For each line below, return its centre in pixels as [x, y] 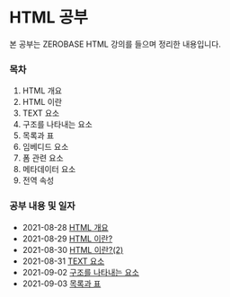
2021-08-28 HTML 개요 [66, 227]
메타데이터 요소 [49, 170]
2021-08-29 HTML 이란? [67, 239]
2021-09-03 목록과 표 [62, 284]
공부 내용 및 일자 [42, 206]
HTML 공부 [49, 17]
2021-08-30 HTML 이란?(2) [73, 249]
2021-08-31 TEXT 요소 [63, 261]
